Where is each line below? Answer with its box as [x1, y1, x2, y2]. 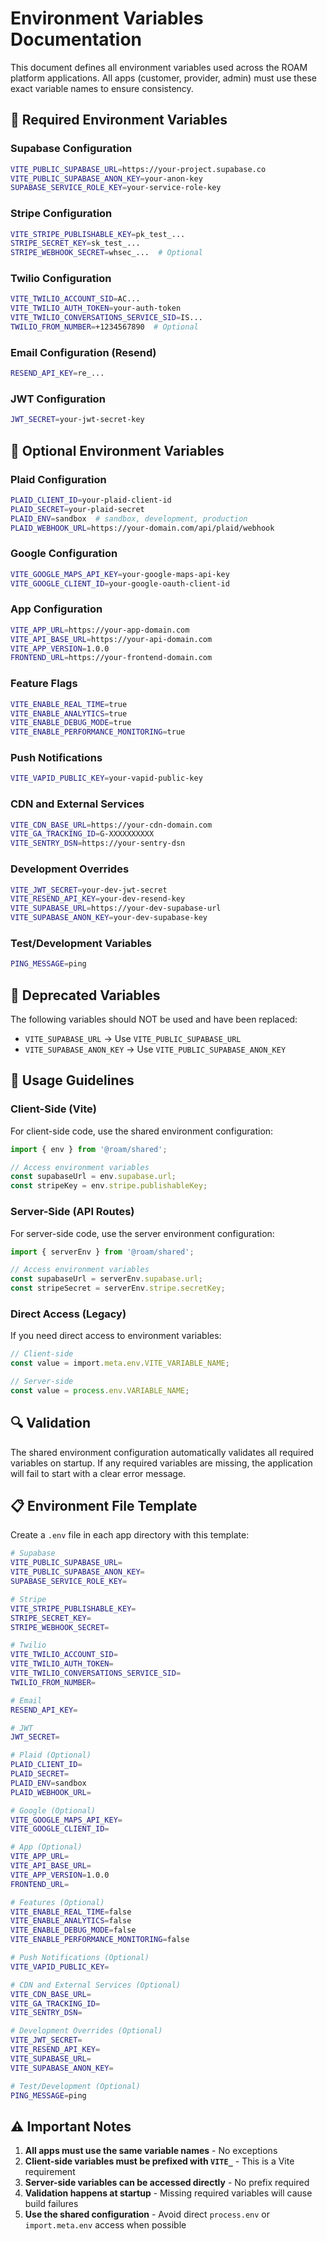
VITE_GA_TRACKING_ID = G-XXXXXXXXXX [10, 829, 155, 839]
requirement [24, 2166, 76, 2178]
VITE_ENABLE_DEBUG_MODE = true [10, 718, 132, 728]
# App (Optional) [10, 1842, 83, 1852]
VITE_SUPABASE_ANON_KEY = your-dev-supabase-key [10, 913, 208, 923]
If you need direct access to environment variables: [10, 1330, 222, 1342]
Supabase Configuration [10, 142, 133, 156]
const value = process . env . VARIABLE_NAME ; [10, 1385, 190, 1396]
